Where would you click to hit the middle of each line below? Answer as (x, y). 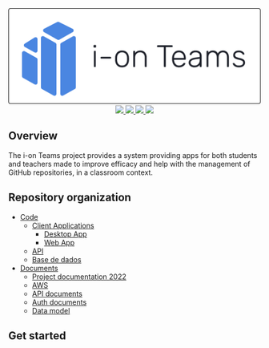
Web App (59, 242)
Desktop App (65, 234)
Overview (33, 136)
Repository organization (70, 198)
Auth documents (59, 302)
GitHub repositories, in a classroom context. (81, 172)
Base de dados (56, 259)
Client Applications (63, 225)
